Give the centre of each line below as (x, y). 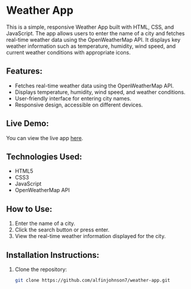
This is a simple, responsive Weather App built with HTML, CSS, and (90, 27)
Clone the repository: (41, 269)
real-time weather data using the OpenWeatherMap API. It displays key (93, 39)
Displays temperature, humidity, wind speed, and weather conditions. (100, 92)
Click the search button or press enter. (62, 230)
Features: (24, 72)
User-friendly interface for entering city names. (73, 98)
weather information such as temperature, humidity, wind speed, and (91, 46)
